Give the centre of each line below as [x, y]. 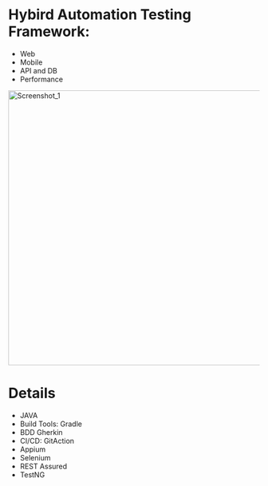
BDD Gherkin [41, 432]
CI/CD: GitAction [47, 441]
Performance [41, 79]
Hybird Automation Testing [100, 15]
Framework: [49, 32]
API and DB [39, 70]
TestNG [32, 474]
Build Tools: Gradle [51, 424]
